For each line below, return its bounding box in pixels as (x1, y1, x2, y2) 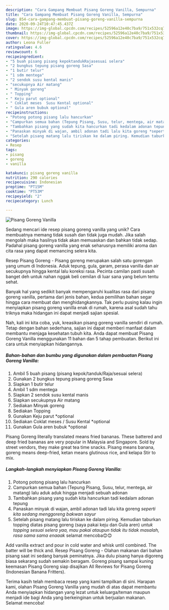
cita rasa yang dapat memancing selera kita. (6, 248, 97, 254)
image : (6, 26, 20, 31)
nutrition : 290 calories (6, 175, 58, 180)
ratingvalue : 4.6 (6, 45, 42, 50)
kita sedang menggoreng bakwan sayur (13, 511, 96, 517)
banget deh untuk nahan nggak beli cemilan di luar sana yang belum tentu (6, 273, 158, 279)
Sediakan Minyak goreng (13, 402, 65, 408)
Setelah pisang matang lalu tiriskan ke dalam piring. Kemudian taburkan (13, 516, 161, 522)
